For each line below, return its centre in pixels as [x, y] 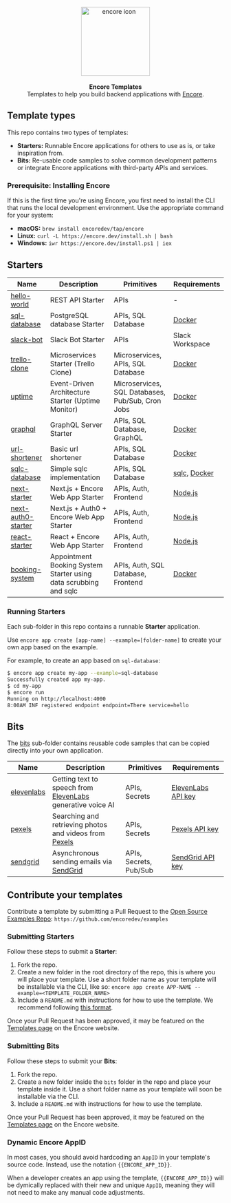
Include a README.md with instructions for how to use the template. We [115, 1000]
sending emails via [82, 862]
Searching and [76, 816]
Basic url [64, 449]
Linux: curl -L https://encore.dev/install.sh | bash [95, 236]
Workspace [191, 344]
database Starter [77, 324]
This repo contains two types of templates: [68, 132]
